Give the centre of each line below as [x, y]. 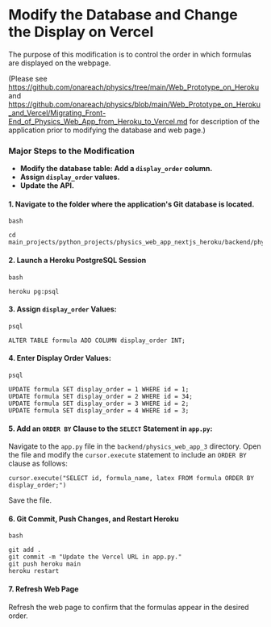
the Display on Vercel [81, 32]
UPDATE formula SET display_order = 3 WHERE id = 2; [99, 404]
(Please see [28, 78]
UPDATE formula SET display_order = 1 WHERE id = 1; [99, 390]
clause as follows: [38, 464]
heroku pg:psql [34, 291]
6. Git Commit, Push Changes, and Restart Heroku [94, 519]
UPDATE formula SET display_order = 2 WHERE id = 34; [101, 397]
